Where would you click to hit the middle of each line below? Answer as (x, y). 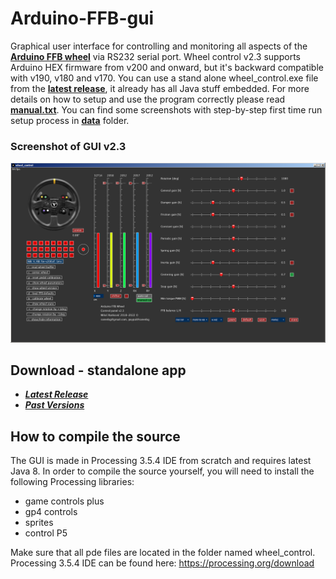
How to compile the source (95, 436)
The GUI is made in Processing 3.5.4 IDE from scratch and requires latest (161, 461)
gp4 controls (51, 512)
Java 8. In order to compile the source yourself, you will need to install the (162, 471)
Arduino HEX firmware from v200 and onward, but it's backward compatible (167, 67)
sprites (39, 523)
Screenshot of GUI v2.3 (68, 146)
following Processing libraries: (72, 482)
